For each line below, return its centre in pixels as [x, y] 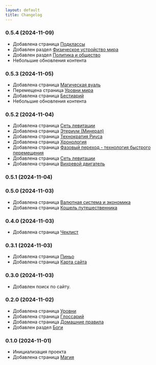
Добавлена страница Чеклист [46, 232]
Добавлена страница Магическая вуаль [57, 85]
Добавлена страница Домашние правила [58, 322]
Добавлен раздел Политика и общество [57, 55]
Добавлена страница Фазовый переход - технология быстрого [82, 147]
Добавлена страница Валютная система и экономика [72, 202]
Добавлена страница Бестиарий [48, 96]
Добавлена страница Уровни [44, 311]
